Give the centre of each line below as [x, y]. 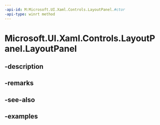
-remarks [19, 83]
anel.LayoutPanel [41, 49]
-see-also [20, 100]
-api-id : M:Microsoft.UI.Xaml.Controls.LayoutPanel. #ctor [65, 10]
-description [24, 67]
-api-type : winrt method [30, 14]
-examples [21, 116]
